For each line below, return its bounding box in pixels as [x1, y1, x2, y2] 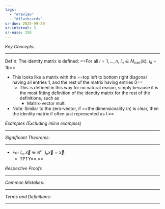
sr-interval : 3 [5, 26, 36, 31]
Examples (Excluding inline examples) [5, 120, 82, 126]
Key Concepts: [5, 44, 35, 49]
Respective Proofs [5, 166, 42, 172]
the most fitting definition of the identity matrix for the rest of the [19, 90, 151, 96]
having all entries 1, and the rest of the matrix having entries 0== [12, 79, 143, 85]
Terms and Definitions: [5, 194, 52, 200]
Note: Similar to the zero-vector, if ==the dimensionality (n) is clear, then [12, 105, 159, 111]
